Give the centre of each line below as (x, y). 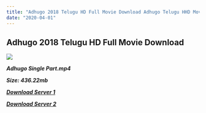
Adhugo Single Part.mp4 (39, 68)
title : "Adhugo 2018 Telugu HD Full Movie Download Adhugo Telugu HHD (98, 12)
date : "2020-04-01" (31, 18)
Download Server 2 (32, 104)
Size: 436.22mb (27, 81)
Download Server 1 (31, 92)
